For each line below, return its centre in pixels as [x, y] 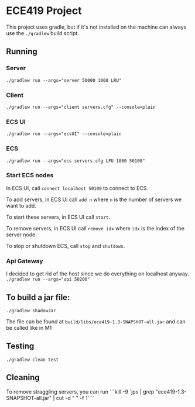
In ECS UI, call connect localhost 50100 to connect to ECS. [77, 188]
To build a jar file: [38, 297]
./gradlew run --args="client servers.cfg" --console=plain [81, 107]
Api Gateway [25, 261]
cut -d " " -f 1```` [75, 398]
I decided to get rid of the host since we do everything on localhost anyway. [97, 274]
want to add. [21, 205]
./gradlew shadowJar [31, 311]
